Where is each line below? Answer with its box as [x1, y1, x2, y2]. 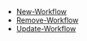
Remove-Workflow [15, 15, 79, 25]
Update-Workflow [15, 24, 76, 33]
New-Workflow [15, 7, 67, 16]
